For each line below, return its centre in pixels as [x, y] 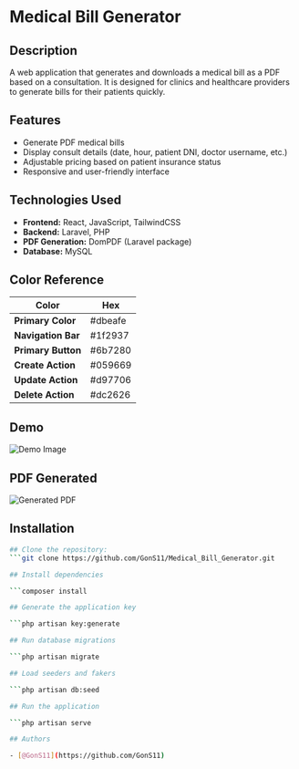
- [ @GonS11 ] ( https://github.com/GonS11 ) [88, 756]
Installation [42, 529]
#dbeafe [108, 321]
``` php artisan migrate [55, 657]
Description [43, 51]
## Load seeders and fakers [63, 673]
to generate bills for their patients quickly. [88, 92]
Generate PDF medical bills [73, 142]
